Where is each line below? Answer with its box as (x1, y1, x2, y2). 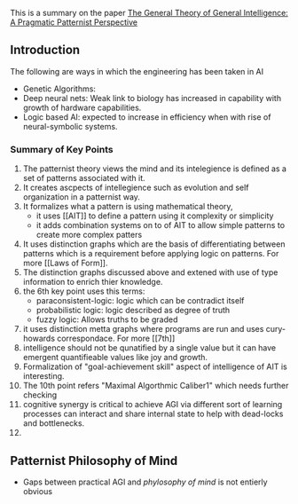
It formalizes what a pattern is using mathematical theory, (22, 201, 233, 212)
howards (22, 333, 56, 344)
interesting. (22, 371, 65, 382)
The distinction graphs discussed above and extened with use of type (22, 267, 278, 278)
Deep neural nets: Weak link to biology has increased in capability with (22, 92, 282, 103)
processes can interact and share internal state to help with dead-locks (22, 408, 284, 420)
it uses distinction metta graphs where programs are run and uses (22, 324, 264, 335)
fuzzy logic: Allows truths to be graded (35, 314, 178, 325)
